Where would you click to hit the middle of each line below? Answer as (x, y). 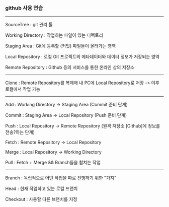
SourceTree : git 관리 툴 (29, 25)
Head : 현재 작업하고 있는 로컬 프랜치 (41, 189)
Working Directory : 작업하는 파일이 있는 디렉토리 (54, 35)
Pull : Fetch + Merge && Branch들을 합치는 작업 (53, 163)
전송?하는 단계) (20, 132)
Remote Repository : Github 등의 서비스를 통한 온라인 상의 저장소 (70, 67)
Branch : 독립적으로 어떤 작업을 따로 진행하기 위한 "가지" (61, 178)
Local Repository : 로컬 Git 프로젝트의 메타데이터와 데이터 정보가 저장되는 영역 (82, 57)
